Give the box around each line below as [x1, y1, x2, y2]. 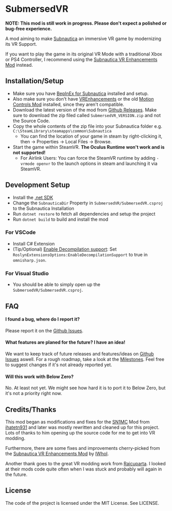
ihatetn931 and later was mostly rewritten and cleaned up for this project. [5, 424, 160, 430]
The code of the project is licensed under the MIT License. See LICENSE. [5, 500, 160, 506]
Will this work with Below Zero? [5, 373, 74, 380]
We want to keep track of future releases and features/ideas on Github [5, 350, 154, 357]
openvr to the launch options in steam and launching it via [36, 160, 158, 166]
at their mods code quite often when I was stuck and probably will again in [5, 466, 162, 472]
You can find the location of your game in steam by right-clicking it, [20, 133, 163, 139]
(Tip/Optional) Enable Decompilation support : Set [12, 246, 117, 252]
